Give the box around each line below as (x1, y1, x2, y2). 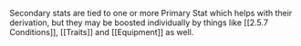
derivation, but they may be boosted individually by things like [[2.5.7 (9, 17, 269, 28)
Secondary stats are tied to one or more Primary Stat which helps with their (9, 8, 293, 18)
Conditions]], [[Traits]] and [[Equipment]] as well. (9, 27, 194, 37)
